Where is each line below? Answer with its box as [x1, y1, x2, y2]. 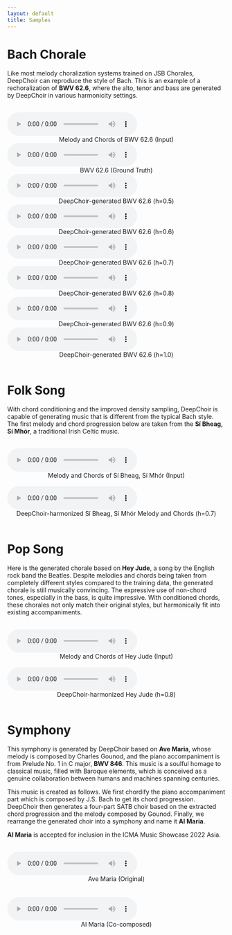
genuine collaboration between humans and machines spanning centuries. [7, 774, 220, 783]
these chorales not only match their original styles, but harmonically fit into [7, 600, 220, 609]
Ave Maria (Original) [87, 875, 145, 883]
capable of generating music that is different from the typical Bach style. [7, 413, 214, 421]
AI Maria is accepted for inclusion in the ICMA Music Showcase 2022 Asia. [7, 830, 222, 839]
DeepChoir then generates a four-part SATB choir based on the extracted [7, 803, 217, 811]
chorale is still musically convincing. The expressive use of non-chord [7, 586, 206, 594]
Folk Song [7, 382, 66, 398]
